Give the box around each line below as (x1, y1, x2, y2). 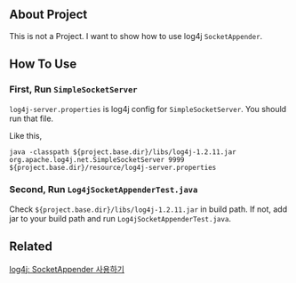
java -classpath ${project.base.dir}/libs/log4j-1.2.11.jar (9, 147, 237, 157)
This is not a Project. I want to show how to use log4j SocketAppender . (9, 30, 263, 41)
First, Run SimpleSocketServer (9, 84, 138, 96)
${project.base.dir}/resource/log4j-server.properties (9, 163, 217, 172)
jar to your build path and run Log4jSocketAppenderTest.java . (9, 213, 232, 223)
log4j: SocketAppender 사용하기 (9, 263, 124, 274)
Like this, (9, 130, 43, 141)
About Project (9, 7, 88, 22)
